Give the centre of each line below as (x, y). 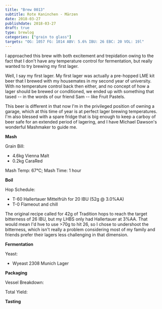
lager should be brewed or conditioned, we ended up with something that (80, 91)
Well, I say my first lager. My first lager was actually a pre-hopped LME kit (80, 76)
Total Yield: (16, 292)
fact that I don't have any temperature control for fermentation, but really (79, 61)
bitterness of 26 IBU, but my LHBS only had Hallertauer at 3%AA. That (76, 219)
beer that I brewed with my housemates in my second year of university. (78, 81)
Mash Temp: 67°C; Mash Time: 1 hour (43, 170)
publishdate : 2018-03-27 (31, 23)
